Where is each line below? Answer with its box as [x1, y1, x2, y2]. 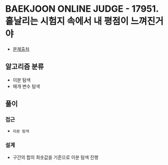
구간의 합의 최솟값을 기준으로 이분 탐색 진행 [12, 154, 99, 160]
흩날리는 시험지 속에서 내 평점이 [5, 16, 129, 27]
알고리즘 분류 [5, 62, 44, 71]
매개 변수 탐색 [12, 83, 40, 89]
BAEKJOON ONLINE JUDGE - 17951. [5, 3, 159, 15]
